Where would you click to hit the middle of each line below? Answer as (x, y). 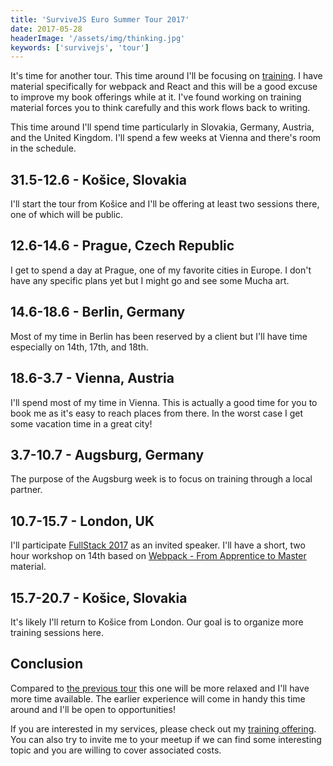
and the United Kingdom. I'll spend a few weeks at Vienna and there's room (166, 138)
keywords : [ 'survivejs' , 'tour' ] (80, 47)
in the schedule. (43, 148)
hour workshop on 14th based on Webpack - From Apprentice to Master (158, 556)
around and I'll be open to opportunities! (93, 709)
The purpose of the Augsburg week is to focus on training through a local (161, 479)
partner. (26, 490)
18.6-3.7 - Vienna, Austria (92, 378)
